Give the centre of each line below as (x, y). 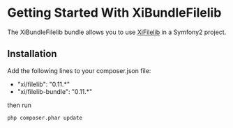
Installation (32, 54)
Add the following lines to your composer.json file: (79, 70)
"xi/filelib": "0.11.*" (43, 84)
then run (20, 105)
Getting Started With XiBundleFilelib (114, 13)
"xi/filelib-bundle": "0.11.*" (55, 91)
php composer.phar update (45, 118)
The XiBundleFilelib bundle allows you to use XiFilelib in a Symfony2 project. (117, 32)
